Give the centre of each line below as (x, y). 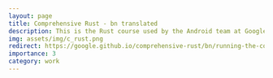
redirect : (25, 46)
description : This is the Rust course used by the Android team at (125, 31)
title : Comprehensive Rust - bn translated (83, 24)
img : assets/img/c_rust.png (56, 39)
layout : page (30, 16)
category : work (34, 62)
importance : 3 (32, 54)
